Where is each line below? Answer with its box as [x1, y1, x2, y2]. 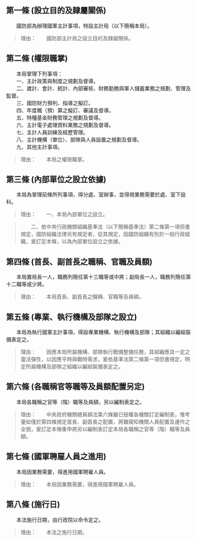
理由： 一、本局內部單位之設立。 [20, 211, 108, 218]
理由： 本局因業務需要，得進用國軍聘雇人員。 [20, 481, 139, 488]
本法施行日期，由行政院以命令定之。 [16, 516, 104, 523]
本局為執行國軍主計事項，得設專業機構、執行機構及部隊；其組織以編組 [16, 328, 186, 335]
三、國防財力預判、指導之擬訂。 [16, 99, 94, 107]
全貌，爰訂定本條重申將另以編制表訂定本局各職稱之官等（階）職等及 [20, 425, 185, 432]
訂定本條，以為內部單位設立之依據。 [36, 238, 124, 245]
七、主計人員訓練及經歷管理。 [16, 128, 89, 136]
